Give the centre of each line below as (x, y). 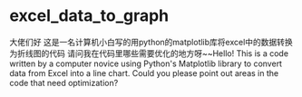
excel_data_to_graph (89, 16)
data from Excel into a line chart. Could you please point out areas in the (144, 73)
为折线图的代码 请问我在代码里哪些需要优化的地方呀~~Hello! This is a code (149, 53)
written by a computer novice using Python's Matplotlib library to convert (146, 63)
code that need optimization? (64, 82)
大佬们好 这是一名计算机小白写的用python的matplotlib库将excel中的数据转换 (151, 42)
